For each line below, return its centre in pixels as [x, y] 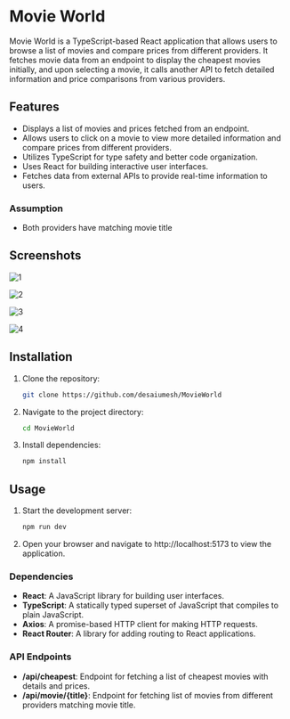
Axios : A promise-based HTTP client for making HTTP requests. [140, 625]
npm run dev [44, 527]
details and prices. [56, 686]
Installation [41, 357]
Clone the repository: [61, 378]
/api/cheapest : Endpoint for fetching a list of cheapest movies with [145, 676]
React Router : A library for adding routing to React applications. [139, 633]
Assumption [36, 208]
